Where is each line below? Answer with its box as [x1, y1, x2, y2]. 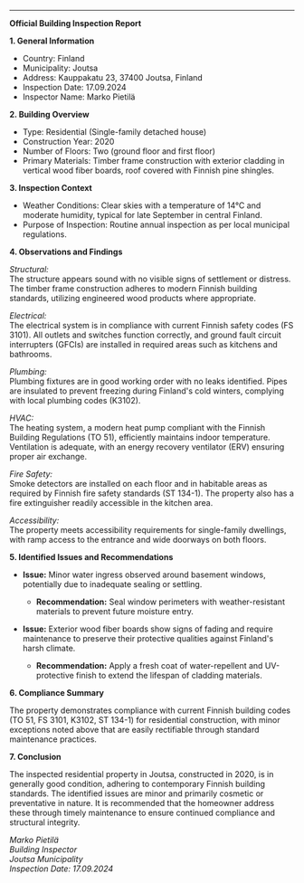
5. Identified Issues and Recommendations [9, 552, 174, 562]
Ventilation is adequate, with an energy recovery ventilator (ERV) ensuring [9, 441, 285, 452]
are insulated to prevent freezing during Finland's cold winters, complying [9, 385, 285, 396]
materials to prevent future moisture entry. [35, 606, 195, 616]
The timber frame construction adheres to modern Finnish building [9, 283, 258, 294]
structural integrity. [9, 817, 81, 828]
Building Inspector [9, 844, 78, 855]
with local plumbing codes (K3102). [9, 395, 141, 405]
